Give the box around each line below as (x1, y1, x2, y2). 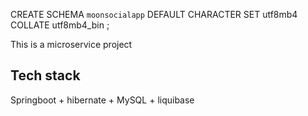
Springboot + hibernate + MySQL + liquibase (10, 94, 195, 106)
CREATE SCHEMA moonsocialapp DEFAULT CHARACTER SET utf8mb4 (10, 9, 298, 20)
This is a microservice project (10, 39, 133, 50)
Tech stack (10, 67, 81, 84)
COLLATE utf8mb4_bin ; (10, 19, 110, 31)
